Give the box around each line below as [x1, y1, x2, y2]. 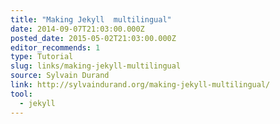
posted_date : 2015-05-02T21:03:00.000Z [10, 33, 177, 43]
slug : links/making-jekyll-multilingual [10, 61, 182, 71]
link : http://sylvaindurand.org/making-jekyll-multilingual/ [10, 80, 271, 90]
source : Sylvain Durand [10, 71, 110, 81]
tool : [10, 89, 33, 99]
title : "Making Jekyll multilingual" [10, 14, 172, 25]
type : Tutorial [10, 52, 74, 62]
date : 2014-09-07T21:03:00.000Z [10, 24, 145, 34]
